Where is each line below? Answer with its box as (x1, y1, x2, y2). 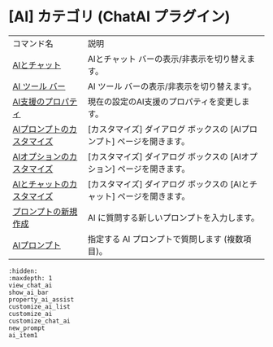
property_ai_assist (8, 295, 75, 304)
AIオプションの (12, 151, 70, 162)
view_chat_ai (8, 281, 53, 289)
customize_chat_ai (8, 317, 71, 325)
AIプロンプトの (12, 123, 69, 134)
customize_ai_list (8, 302, 71, 310)
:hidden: (8, 266, 38, 275)
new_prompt (8, 323, 45, 332)
